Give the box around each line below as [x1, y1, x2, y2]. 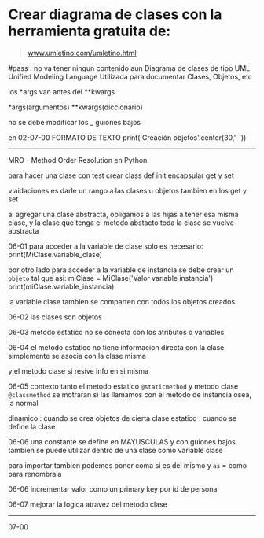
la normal [8, 398, 38, 407]
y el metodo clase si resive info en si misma [8, 366, 149, 375]
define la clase [8, 422, 56, 431]
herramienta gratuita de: [8, 22, 171, 40]
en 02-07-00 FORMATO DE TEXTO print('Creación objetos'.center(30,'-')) [8, 132, 247, 142]
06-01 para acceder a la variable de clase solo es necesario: [8, 241, 203, 251]
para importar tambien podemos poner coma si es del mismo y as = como [8, 460, 247, 470]
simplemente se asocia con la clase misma [8, 351, 147, 360]
